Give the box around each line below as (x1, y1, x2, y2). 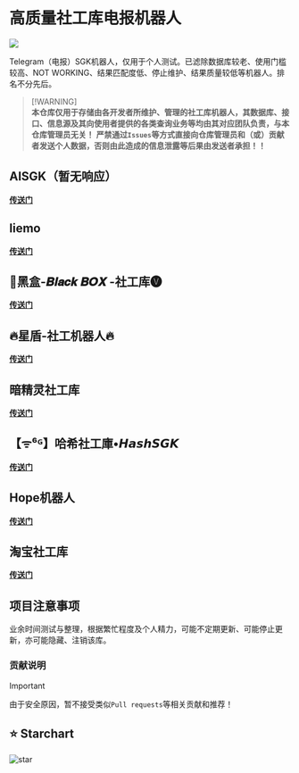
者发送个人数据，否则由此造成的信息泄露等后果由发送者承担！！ (30, 140, 266, 151)
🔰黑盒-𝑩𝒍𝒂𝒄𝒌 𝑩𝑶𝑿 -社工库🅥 (9, 274, 162, 289)
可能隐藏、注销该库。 (32, 635, 112, 645)
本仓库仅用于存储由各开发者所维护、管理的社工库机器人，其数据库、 (30, 106, 282, 117)
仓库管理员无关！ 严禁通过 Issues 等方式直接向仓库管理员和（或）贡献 (30, 129, 285, 139)
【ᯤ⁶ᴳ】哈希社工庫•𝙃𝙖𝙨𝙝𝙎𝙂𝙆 (9, 436, 179, 452)
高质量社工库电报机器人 (9, 8, 182, 29)
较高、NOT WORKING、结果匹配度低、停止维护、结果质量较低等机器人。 (9, 67, 278, 78)
